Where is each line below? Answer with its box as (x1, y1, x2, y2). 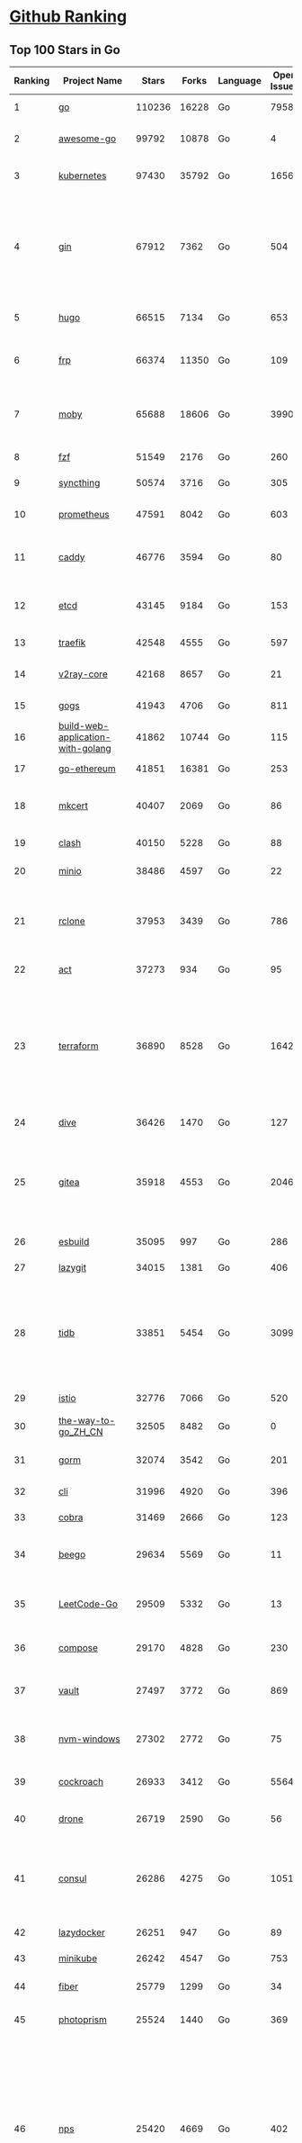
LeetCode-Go (58, 1598, 119, 1610)
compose (58, 1642, 99, 1653)
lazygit (58, 1262, 87, 1274)
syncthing (58, 477, 101, 489)
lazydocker (58, 1926, 106, 1939)
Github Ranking (9, 6, 128, 27)
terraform (58, 1040, 99, 1052)
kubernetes (58, 169, 107, 182)
